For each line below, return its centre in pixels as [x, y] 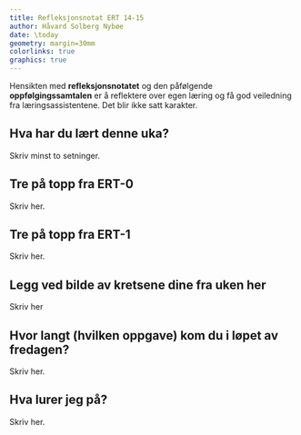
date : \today [34, 35]
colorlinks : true [42, 52]
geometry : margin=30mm [52, 43]
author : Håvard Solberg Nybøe [67, 26]
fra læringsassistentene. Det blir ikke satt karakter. [104, 105]
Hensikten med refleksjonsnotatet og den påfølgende [111, 86]
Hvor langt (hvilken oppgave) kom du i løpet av [144, 336]
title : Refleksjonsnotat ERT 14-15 [77, 18]
